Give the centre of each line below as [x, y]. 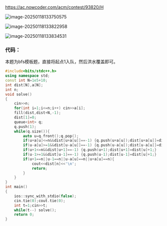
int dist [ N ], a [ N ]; [24, 85]
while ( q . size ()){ [32, 131]
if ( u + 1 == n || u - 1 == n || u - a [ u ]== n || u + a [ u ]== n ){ [69, 159]
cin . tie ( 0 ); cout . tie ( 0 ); [40, 201]
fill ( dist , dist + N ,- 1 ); [38, 113]
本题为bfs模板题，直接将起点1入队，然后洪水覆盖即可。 [62, 62]
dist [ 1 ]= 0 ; [25, 117]
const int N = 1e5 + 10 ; [27, 81]
